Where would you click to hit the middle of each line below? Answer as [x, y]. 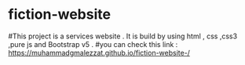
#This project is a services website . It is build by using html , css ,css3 [123, 36]
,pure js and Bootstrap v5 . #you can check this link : [93, 44]
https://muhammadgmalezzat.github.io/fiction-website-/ [99, 52]
